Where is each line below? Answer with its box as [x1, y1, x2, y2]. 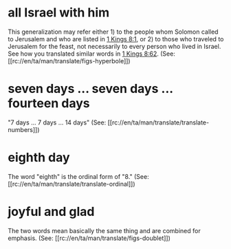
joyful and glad [8, 204, 95, 219]
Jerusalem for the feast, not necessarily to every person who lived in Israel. [8, 42, 221, 50]
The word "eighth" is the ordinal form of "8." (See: [8, 172, 150, 180]
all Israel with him [8, 5, 110, 21]
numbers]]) [8, 125, 40, 133]
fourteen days [8, 96, 90, 111]
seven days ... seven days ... [8, 81, 173, 97]
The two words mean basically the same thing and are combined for [8, 226, 201, 235]
